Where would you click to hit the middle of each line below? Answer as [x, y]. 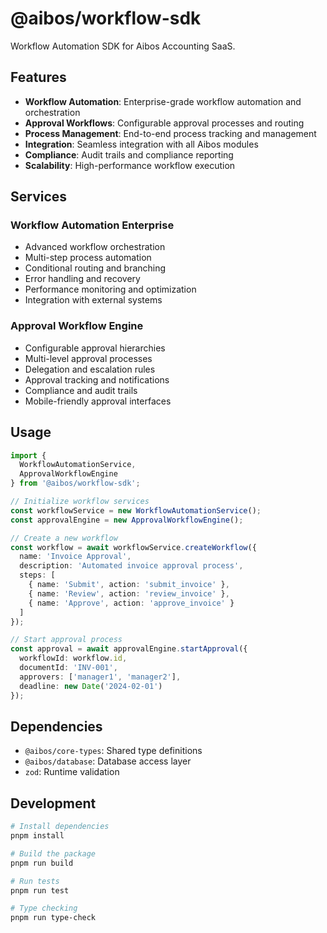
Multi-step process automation [88, 258]
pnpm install [37, 836]
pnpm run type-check [53, 918]
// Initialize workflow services [80, 502]
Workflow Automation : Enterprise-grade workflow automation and [163, 101]
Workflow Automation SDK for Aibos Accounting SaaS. [123, 46]
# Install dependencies [60, 827]
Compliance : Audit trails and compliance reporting [129, 154]
